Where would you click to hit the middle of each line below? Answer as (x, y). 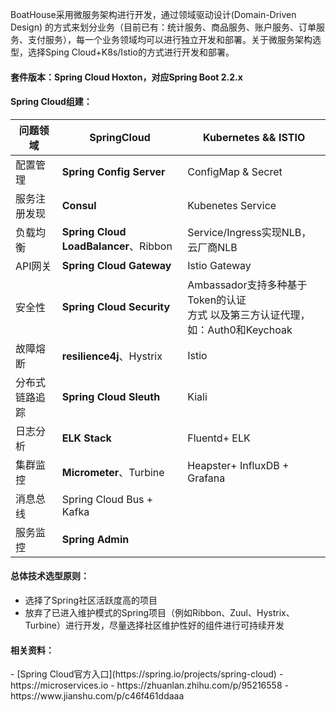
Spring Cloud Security (116, 306)
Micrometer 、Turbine (113, 472)
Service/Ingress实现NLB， (249, 232)
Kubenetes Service (232, 205)
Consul (79, 205)
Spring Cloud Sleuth (111, 396)
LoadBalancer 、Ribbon (117, 246)
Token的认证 (217, 300)
